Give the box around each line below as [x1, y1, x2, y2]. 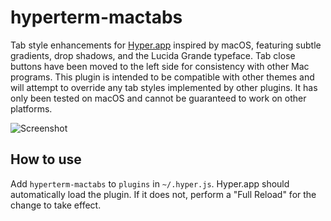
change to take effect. [10, 199, 102, 211]
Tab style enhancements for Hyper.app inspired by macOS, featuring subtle [10, 39, 322, 51]
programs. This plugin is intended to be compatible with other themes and [10, 71, 315, 83]
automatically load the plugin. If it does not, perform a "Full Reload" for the [10, 188, 317, 200]
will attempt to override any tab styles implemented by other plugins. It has [10, 81, 318, 93]
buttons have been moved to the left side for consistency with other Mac [10, 60, 310, 72]
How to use [10, 151, 82, 168]
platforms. [10, 102, 53, 115]
